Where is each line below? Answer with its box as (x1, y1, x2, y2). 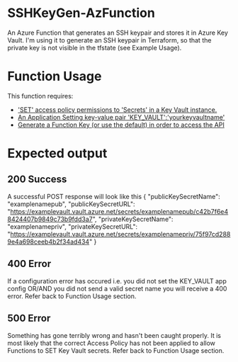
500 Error (7, 312, 51, 324)
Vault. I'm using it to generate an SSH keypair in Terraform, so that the (7, 35, 212, 44)
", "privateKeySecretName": (92, 215, 174, 223)
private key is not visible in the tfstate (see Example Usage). (7, 43, 182, 52)
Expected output (7, 145, 108, 162)
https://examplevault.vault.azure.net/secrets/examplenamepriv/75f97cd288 (10, 230, 231, 238)
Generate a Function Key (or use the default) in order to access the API (17, 120, 225, 129)
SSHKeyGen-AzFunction (7, 5, 156, 21)
